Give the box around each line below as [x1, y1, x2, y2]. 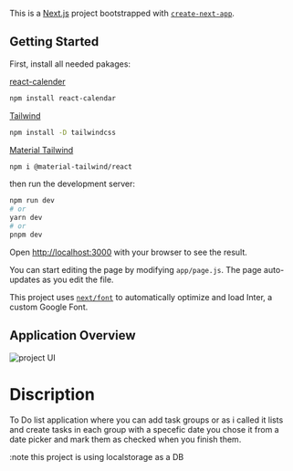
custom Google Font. [9, 301, 89, 312]
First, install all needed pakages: [9, 58, 131, 69]
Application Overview [9, 328, 136, 343]
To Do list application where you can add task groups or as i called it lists [9, 414, 284, 425]
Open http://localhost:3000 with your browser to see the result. [9, 246, 248, 257]
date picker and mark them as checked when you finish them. [9, 434, 242, 445]
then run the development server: [9, 178, 135, 190]
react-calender [9, 76, 66, 87]
